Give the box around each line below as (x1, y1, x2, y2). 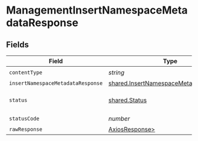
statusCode (9, 115, 39, 122)
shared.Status (108, 96, 147, 104)
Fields (6, 40, 29, 50)
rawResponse (9, 126, 43, 133)
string (108, 68, 125, 77)
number (108, 114, 130, 123)
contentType (9, 69, 43, 76)
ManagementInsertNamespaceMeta (6, 4, 188, 17)
